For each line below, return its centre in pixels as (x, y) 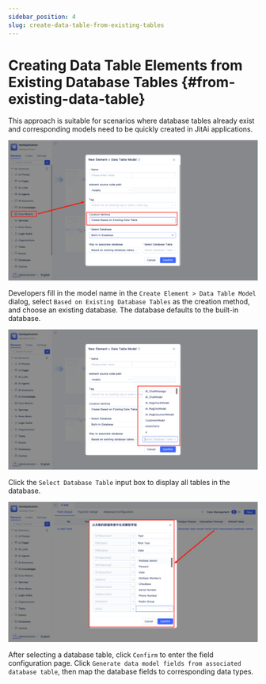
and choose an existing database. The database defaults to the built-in (123, 310)
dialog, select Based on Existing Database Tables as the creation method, (129, 302)
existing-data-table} (77, 99)
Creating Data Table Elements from (125, 65)
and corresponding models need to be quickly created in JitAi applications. (131, 129)
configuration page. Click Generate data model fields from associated (125, 663)
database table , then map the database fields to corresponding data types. (131, 672)
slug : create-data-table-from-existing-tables (86, 25)
